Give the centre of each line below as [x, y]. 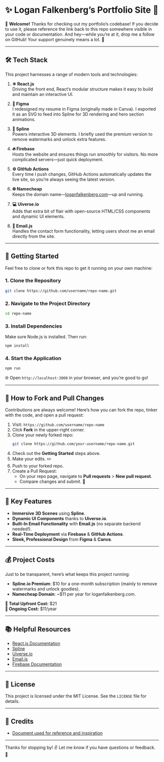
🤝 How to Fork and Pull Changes [54, 398]
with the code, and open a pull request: [44, 415]
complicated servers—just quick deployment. [58, 159]
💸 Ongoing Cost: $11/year [31, 609]
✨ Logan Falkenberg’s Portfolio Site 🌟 [82, 10]
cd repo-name [18, 314]
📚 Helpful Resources [38, 629]
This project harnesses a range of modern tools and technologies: [72, 74]
